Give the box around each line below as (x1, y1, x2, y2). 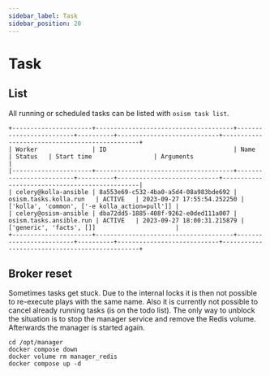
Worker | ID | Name (15, 145, 255, 153)
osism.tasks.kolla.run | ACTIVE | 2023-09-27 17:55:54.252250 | (8, 195, 245, 203)
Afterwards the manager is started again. (8, 322, 146, 333)
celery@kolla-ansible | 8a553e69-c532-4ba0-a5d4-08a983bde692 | (15, 188, 238, 196)
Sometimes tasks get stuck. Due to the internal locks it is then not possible (8, 288, 258, 298)
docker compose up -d (8, 360, 82, 368)
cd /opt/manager (8, 339, 63, 347)
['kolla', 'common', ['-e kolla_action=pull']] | (8, 202, 180, 210)
